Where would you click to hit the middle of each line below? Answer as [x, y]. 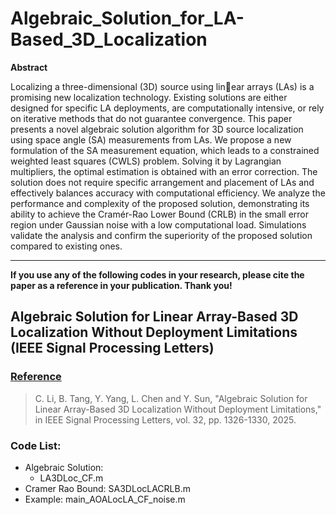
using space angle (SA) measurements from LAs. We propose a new [151, 139]
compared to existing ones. [66, 246]
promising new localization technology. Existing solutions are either [149, 97]
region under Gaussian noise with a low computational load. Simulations [158, 224]
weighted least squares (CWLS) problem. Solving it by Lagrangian [146, 161]
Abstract [29, 67]
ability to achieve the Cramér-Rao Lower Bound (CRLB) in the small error [160, 214]
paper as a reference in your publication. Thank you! [121, 285]
